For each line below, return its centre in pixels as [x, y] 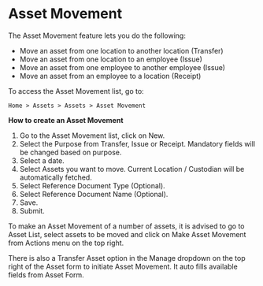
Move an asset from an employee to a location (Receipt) [110, 76]
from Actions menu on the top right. [66, 243]
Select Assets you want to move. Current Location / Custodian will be [132, 169]
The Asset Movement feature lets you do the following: [97, 35]
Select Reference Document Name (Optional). [94, 194]
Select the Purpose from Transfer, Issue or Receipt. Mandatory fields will [137, 143]
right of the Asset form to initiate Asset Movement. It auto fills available [123, 266]
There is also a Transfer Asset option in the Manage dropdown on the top [127, 258]
